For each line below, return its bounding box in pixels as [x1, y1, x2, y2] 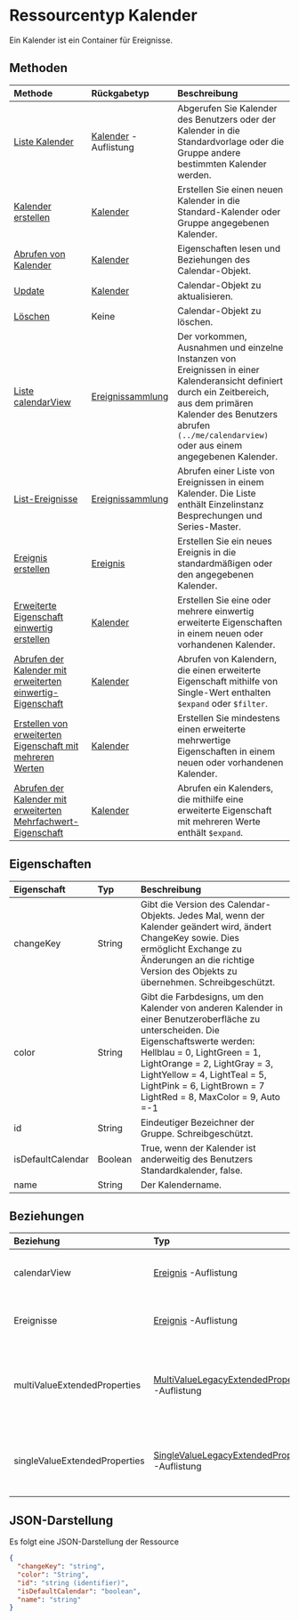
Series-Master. [177, 520, 242, 532]
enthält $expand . [177, 826, 243, 838]
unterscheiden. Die [141, 1024, 220, 1036]
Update [13, 284, 44, 296]
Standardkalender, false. [141, 1163, 243, 1176]
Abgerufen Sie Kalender [177, 101, 278, 114]
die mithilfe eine [177, 793, 244, 806]
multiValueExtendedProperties [13, 1379, 141, 1391]
